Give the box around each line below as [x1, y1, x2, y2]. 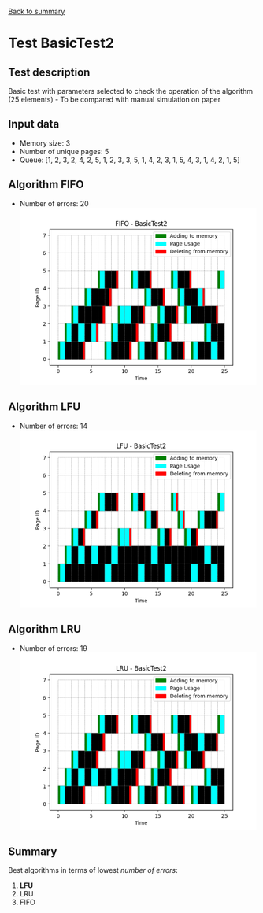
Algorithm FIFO [8, 178, 84, 191]
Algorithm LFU [8, 401, 81, 414]
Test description [8, 65, 91, 79]
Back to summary [8, 7, 65, 16]
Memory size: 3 [19, 138, 71, 148]
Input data [8, 117, 60, 131]
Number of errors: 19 [19, 643, 88, 652]
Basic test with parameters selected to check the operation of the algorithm [8, 87, 254, 95]
